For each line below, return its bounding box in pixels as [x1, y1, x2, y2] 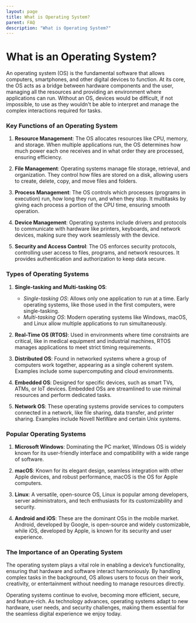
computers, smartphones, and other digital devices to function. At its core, [6, 76, 185, 83]
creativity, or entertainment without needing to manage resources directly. [6, 580, 185, 587]
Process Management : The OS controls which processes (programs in [14, 189, 186, 196]
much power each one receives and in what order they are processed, [14, 147, 184, 154]
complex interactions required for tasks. [6, 107, 102, 115]
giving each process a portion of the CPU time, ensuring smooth [14, 201, 170, 208]
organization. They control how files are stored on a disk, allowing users [14, 171, 188, 179]
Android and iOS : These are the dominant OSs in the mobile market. [14, 515, 180, 522]
